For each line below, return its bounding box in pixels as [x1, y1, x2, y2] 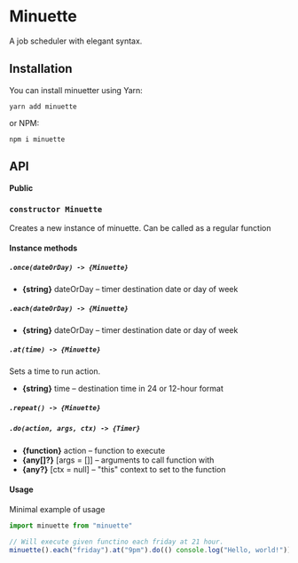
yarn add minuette [9, 102, 77, 111]
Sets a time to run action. [9, 366, 101, 377]
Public [9, 182, 34, 193]
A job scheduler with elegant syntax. [9, 36, 143, 46]
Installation [9, 61, 73, 76]
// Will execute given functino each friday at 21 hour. [9, 537, 224, 546]
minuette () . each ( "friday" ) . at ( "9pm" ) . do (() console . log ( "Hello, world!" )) [9, 545, 292, 554]
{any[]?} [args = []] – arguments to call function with [21, 455, 215, 465]
